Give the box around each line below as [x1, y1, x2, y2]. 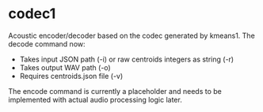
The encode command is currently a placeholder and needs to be [8, 86, 222, 95]
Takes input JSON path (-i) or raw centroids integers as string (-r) [19, 54, 234, 64]
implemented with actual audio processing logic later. [8, 95, 182, 104]
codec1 [8, 5, 56, 23]
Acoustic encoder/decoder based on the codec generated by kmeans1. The [8, 31, 255, 40]
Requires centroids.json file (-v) [19, 71, 124, 80]
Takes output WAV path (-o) [19, 62, 111, 72]
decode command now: [8, 39, 86, 48]
